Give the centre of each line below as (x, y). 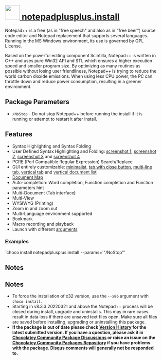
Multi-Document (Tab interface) (44, 192)
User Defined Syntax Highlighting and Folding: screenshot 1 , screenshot (84, 151)
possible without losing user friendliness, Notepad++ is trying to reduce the (81, 71)
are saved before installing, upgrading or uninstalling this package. (79, 322)
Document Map (27, 177)
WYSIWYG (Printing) (33, 203)
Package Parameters (37, 102)
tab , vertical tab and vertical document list (54, 172)
